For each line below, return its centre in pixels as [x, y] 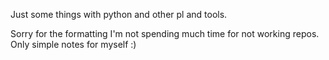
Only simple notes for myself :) [73, 44]
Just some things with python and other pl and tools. [119, 14]
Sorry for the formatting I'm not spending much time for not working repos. [165, 33]
